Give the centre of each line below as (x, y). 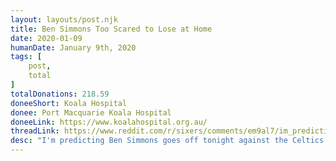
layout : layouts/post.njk (64, 19)
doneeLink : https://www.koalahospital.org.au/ (109, 122)
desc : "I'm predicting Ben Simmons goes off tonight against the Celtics (167, 141)
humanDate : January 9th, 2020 (73, 47)
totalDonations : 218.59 (60, 94)
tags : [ (26, 57)
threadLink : (35, 131)
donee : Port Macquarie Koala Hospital (91, 112)
